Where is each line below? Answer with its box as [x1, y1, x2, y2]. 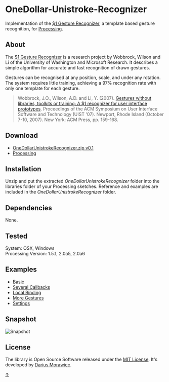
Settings [12, 300, 30, 306]
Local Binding [12, 289, 41, 295]
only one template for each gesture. [5, 85, 80, 91]
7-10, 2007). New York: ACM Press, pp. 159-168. [17, 117, 118, 123]
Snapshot [5, 315, 36, 324]
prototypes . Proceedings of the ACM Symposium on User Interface [17, 105, 158, 112]
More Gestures [12, 295, 44, 301]
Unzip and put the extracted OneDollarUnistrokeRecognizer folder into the [5, 178, 160, 184]
